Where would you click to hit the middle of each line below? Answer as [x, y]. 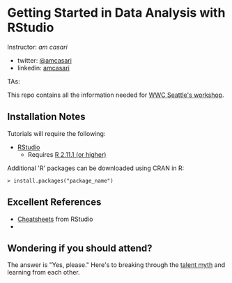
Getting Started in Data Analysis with [116, 13]
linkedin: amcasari [43, 68]
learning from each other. [44, 273]
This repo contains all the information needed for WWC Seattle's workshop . [116, 95]
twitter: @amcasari [44, 60]
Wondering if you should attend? [80, 248]
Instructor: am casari [37, 47]
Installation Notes [46, 117]
